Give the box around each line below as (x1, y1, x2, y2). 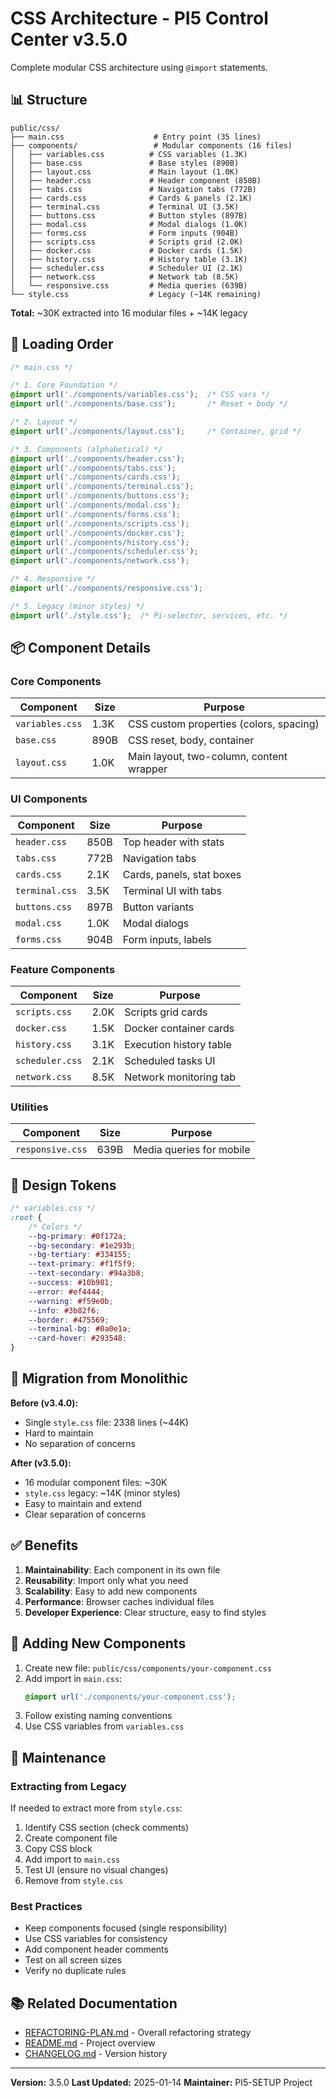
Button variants (122, 900, 195, 914)
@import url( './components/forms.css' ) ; (10, 509, 182, 519)
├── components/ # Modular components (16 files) (10, 140, 293, 151)
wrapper (128, 762, 168, 776)
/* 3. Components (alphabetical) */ (10, 444, 163, 454)
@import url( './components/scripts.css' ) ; (10, 518, 190, 529)
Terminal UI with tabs (122, 883, 222, 897)
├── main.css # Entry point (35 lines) (10, 132, 262, 142)
